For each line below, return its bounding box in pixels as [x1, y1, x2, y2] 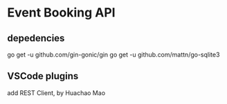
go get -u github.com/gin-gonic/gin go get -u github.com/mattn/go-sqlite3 [7, 50, 220, 59]
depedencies [7, 32, 65, 44]
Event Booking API [7, 5, 116, 21]
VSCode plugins [7, 70, 79, 82]
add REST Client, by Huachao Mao [7, 88, 106, 97]
